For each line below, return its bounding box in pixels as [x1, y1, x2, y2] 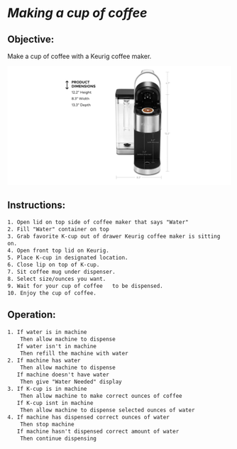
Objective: [7, 33, 55, 45]
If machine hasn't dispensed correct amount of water [16, 428, 180, 435]
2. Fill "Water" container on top [7, 226, 110, 233]
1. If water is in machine [7, 328, 87, 336]
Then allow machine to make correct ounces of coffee [20, 392, 182, 399]
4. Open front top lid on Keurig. [7, 247, 110, 255]
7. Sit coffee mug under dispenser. [7, 268, 116, 276]
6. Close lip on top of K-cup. [7, 261, 100, 269]
